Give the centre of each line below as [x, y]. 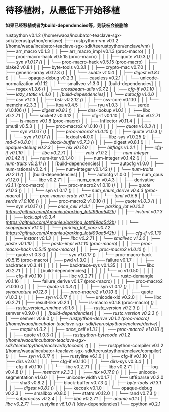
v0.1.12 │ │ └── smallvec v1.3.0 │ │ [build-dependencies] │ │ [98, 83]
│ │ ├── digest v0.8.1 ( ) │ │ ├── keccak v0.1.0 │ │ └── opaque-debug [79, 388]
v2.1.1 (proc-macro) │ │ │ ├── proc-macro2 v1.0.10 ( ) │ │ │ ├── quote [78, 185]
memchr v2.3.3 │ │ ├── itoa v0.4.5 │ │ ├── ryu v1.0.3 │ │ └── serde [77, 105]
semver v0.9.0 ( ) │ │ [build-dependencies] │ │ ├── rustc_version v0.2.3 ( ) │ [84, 313]
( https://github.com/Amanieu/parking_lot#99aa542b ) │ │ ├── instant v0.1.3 [84, 211]
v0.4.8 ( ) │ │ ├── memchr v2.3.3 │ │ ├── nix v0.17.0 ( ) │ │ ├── [71, 372]
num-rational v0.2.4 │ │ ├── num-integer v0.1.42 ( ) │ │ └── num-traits [79, 169]
